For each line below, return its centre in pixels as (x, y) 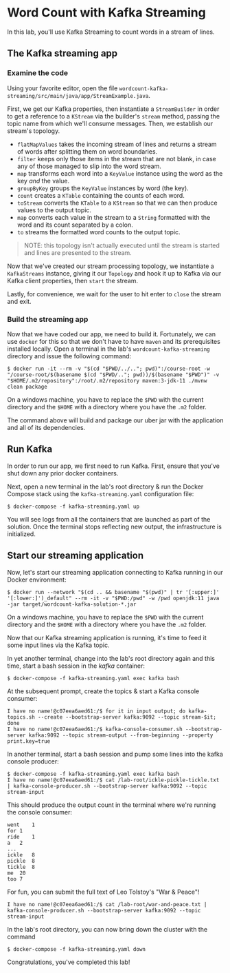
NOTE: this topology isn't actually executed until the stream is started (122, 245)
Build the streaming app (48, 319)
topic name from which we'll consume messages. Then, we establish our (110, 123)
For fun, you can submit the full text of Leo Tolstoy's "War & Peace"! (103, 892)
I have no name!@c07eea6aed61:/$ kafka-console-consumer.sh (95, 729)
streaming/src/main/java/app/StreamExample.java (78, 96)
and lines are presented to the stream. (78, 252)
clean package (27, 387)
